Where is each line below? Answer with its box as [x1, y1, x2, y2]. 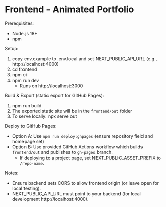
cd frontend [12, 66, 37, 72]
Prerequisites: [5, 20, 34, 27]
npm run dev [12, 77, 39, 83]
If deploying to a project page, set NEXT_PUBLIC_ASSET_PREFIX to [19, 154, 161, 161]
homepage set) [12, 138, 44, 144]
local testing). [12, 185, 41, 191]
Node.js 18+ [12, 30, 38, 36]
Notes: [5, 170, 19, 176]
